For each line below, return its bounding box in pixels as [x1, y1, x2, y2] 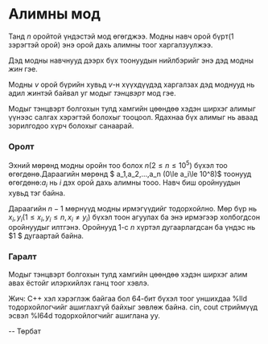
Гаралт [8, 251, 38, 262]
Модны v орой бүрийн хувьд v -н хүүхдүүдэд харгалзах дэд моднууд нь [8, 80, 255, 89]
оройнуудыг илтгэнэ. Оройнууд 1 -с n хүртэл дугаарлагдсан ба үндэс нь [8, 223, 256, 232]
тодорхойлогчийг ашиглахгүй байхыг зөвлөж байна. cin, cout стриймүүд [8, 302, 258, 312]
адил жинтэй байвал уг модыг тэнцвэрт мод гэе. [8, 88, 176, 97]
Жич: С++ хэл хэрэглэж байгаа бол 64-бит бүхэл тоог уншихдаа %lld [8, 293, 248, 303]
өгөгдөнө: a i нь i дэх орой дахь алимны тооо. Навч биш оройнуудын [8, 178, 241, 189]
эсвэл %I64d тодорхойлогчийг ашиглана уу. [8, 310, 161, 320]
